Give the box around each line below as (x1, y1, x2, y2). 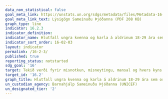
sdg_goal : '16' (5, 63, 37, 68)
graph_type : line (5, 21, 41, 26)
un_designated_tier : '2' (5, 86, 57, 91)
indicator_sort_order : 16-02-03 (5, 40, 72, 45)
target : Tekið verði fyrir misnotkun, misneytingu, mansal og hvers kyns (5, 68, 162, 73)
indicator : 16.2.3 (5, 26, 43, 31)
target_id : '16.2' (5, 72, 43, 77)
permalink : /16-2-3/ (5, 49, 48, 54)
